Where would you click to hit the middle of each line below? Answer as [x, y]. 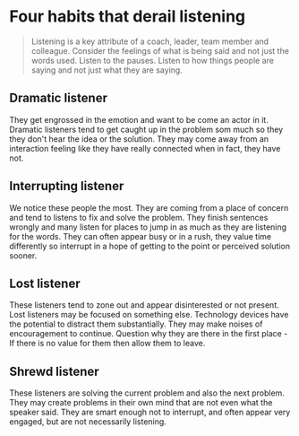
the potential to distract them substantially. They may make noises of [136, 324]
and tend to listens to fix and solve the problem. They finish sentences [139, 217]
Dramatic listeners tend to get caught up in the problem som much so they [146, 129]
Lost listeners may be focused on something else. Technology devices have [149, 315]
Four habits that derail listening [128, 17]
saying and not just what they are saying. [107, 70]
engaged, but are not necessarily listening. [88, 422]
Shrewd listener [55, 371]
